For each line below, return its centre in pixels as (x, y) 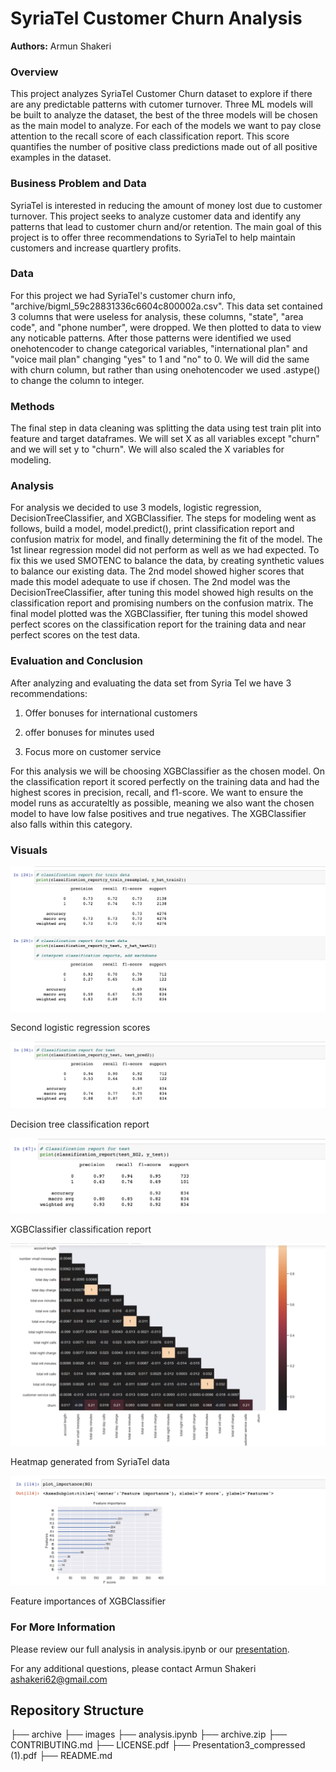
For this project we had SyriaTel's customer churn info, (123, 295)
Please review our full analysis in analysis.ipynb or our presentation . (150, 1649)
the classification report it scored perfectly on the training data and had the (165, 781)
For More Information (63, 1627)
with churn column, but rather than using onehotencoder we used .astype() (165, 369)
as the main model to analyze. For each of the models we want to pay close (166, 126)
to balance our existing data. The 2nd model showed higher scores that (157, 571)
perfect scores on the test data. (75, 635)
